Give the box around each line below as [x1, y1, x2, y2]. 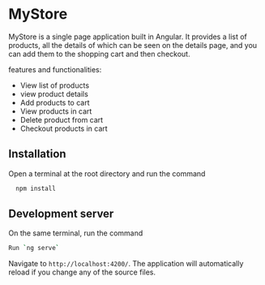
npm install [15, 184, 57, 192]
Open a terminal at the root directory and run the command [8, 168, 206, 179]
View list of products [19, 80, 90, 90]
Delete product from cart [19, 114, 104, 124]
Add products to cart [19, 97, 91, 107]
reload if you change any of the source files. [8, 267, 156, 277]
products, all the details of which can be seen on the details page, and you [8, 40, 258, 50]
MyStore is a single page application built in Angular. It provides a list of [8, 32, 247, 41]
